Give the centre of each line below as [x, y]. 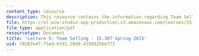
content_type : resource [36, 11]
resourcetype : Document [36, 33]
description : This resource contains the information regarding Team [94, 17]
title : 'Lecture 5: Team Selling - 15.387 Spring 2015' [76, 38]
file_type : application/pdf [41, 28]
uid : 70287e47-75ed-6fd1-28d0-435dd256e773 [61, 44]
